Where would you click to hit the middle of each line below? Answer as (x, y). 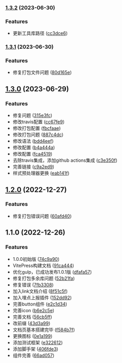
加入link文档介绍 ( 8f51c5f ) (40, 291)
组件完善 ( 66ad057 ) (34, 355)
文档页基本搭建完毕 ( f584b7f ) (44, 330)
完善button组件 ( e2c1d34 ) (40, 304)
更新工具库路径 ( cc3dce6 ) (40, 33)
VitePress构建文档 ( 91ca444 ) (43, 265)
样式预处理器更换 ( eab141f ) (41, 173)
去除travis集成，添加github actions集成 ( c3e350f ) (65, 160)
